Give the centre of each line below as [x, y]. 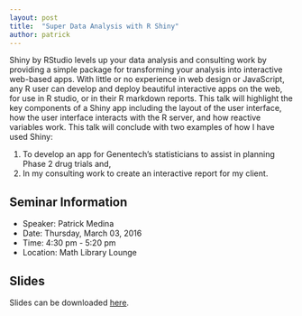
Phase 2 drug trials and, [67, 164]
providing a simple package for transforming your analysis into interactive [146, 70]
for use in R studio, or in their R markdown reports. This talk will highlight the [151, 98]
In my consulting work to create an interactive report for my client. [145, 173]
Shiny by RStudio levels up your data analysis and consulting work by [138, 60]
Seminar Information [69, 202]
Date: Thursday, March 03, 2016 [82, 233]
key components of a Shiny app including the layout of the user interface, [146, 108]
